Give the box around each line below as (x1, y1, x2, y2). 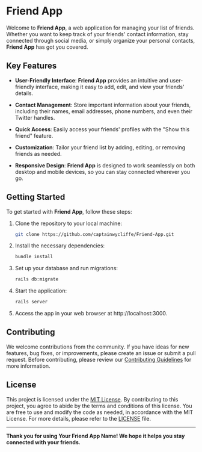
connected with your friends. (6, 438, 81, 446)
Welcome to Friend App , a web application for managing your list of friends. (6, 24, 195, 31)
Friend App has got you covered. (6, 43, 88, 51)
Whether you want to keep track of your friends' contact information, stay (6, 30, 189, 37)
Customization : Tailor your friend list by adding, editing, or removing (14, 143, 186, 151)
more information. (6, 362, 50, 370)
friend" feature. (14, 132, 54, 139)
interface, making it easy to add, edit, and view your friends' (35, 83, 185, 90)
